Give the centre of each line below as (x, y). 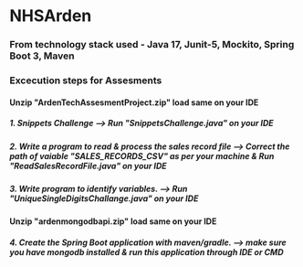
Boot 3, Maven (42, 56)
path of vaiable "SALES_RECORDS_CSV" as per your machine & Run (142, 155)
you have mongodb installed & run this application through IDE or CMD (146, 251)
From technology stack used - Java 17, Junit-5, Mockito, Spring (152, 45)
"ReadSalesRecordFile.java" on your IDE (88, 166)
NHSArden (51, 16)
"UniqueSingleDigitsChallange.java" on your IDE (104, 198)
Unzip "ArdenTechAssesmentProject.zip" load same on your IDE (134, 102)
